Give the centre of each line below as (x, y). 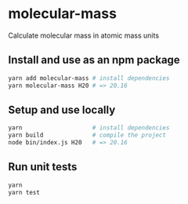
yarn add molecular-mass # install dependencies (89, 78)
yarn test (24, 192)
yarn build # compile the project (87, 135)
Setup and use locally (62, 109)
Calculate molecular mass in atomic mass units (83, 35)
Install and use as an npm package (94, 60)
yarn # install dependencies (89, 128)
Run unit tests (43, 167)
